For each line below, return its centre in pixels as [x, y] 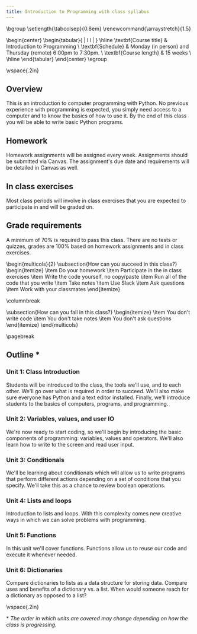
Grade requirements [44, 226]
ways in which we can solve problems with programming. [76, 520]
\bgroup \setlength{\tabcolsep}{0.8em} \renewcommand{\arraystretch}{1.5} [98, 28]
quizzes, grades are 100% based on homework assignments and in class [95, 246]
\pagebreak [20, 336]
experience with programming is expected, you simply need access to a [94, 110]
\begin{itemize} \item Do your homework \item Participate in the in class [94, 270]
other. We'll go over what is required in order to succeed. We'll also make [95, 391]
